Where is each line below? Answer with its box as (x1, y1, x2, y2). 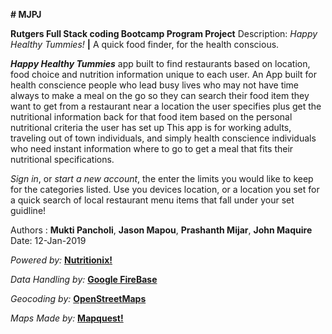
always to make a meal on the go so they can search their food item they (10, 90, 310, 101)
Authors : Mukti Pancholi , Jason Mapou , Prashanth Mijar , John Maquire (10, 224, 313, 236)
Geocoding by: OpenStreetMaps (10, 293, 147, 304)
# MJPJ (10, 9, 42, 20)
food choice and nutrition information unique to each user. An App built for (10, 69, 318, 80)
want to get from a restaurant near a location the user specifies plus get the (10, 100, 322, 112)
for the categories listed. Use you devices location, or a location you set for (10, 184, 320, 195)
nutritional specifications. (10, 154, 115, 165)
